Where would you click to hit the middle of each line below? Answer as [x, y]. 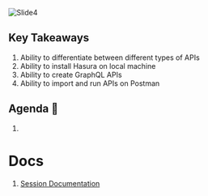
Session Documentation [60, 183]
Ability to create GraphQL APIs [71, 75]
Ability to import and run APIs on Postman [90, 83]
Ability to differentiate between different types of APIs [110, 58]
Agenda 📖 [34, 109]
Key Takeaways [49, 38]
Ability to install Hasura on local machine [88, 66]
